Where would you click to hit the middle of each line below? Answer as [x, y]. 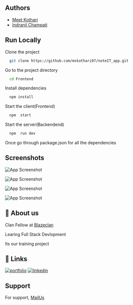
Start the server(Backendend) [35, 125]
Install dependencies [26, 88]
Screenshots [25, 158]
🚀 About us [22, 213]
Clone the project [22, 52]
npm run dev [22, 134]
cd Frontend [22, 79]
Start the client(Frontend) [30, 106]
